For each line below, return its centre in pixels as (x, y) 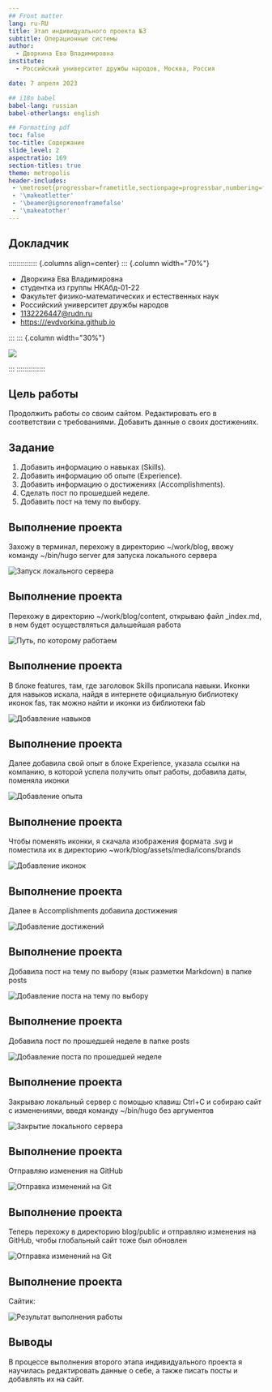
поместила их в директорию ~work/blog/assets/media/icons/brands (125, 850)
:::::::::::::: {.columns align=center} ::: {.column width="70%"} (109, 263)
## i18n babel (32, 98)
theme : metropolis (39, 173)
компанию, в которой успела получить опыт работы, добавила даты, (128, 772)
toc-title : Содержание (47, 143)
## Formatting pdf (39, 128)
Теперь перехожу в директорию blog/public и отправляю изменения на (132, 1232)
